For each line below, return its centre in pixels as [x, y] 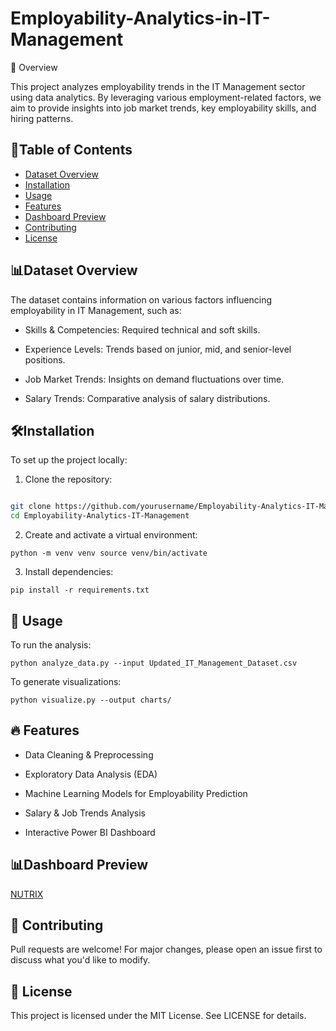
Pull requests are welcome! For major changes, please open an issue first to [166, 949]
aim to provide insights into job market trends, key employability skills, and [163, 108]
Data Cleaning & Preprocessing [89, 754]
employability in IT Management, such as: [96, 310]
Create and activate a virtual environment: [111, 535]
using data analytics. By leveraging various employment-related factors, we [166, 97]
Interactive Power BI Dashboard [90, 832]
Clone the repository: [68, 479]
